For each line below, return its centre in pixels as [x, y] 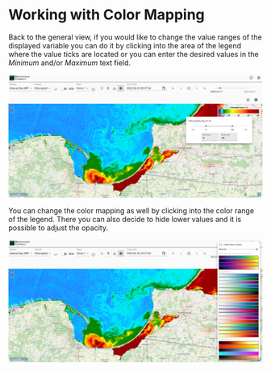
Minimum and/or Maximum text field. [70, 63]
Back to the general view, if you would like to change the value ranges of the [135, 37]
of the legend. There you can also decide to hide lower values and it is [125, 219]
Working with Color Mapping [107, 15]
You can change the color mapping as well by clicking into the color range [131, 210]
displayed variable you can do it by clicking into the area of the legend [125, 45]
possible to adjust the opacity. [58, 228]
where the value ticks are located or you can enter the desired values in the [134, 54]
